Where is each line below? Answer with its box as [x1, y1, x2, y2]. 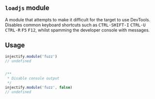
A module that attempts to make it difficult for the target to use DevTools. [5, 16, 150, 22]
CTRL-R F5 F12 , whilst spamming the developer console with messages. [5, 27, 150, 33]
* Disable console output [7, 76, 60, 81]
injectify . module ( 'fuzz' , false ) [5, 85, 73, 90]
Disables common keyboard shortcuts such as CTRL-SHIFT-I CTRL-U [5, 22, 146, 28]
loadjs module [5, 4, 49, 12]
